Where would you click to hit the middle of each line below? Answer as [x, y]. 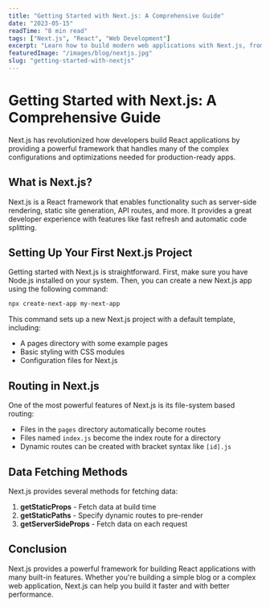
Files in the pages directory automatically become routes [113, 429]
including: [25, 328]
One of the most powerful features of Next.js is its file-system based [122, 405]
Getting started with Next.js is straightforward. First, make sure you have [128, 272]
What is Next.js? [50, 182]
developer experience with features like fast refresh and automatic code [128, 219]
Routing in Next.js [54, 386]
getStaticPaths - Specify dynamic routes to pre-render [111, 515]
